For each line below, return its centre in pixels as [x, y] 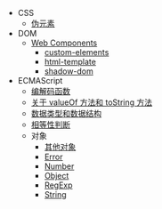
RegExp [58, 185]
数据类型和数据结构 [66, 113]
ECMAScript [40, 80]
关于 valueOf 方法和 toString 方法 [92, 102]
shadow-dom [69, 71]
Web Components [64, 43]
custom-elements [77, 52]
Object [57, 176]
